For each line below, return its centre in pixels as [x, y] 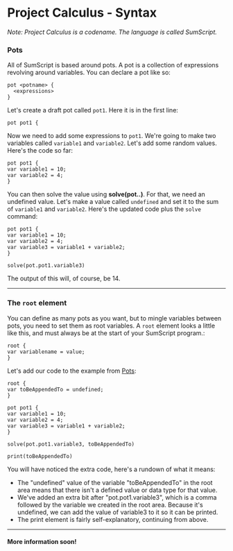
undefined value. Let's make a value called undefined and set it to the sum [113, 202]
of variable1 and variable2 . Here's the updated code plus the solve [104, 209]
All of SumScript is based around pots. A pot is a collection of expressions [113, 65]
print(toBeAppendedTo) [40, 456]
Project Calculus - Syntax [82, 13]
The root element [37, 303]
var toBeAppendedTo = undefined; [55, 389]
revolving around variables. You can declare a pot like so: [89, 73]
